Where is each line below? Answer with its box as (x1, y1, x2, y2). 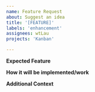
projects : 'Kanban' (6, 36, 55, 42)
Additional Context (6, 80, 54, 87)
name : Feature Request (6, 8, 62, 15)
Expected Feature (6, 57, 51, 64)
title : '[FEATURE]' (6, 19, 55, 25)
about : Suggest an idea (6, 14, 65, 20)
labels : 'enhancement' (6, 25, 62, 31)
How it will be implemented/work (6, 69, 89, 75)
